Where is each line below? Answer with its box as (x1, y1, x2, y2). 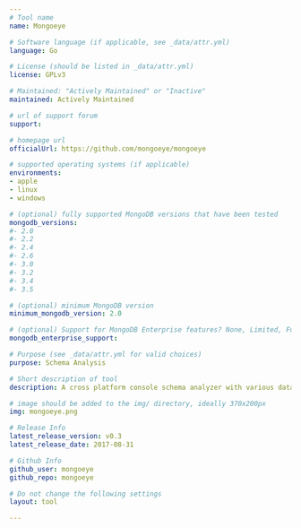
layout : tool (9, 498, 58, 506)
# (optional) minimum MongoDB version (9, 301, 154, 310)
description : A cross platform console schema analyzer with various (9, 383, 275, 392)
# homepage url (9, 135, 66, 144)
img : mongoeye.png (9, 407, 78, 417)
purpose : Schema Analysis (9, 358, 106, 368)
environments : (9, 169, 63, 177)
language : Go (9, 46, 58, 55)
